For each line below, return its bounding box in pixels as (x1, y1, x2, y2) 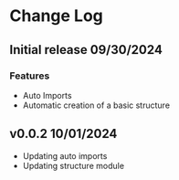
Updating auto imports (22, 150, 108, 161)
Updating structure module (22, 160, 125, 171)
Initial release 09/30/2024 (9, 42, 163, 58)
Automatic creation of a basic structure (22, 100, 171, 111)
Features (9, 69, 50, 82)
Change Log (9, 5, 103, 26)
